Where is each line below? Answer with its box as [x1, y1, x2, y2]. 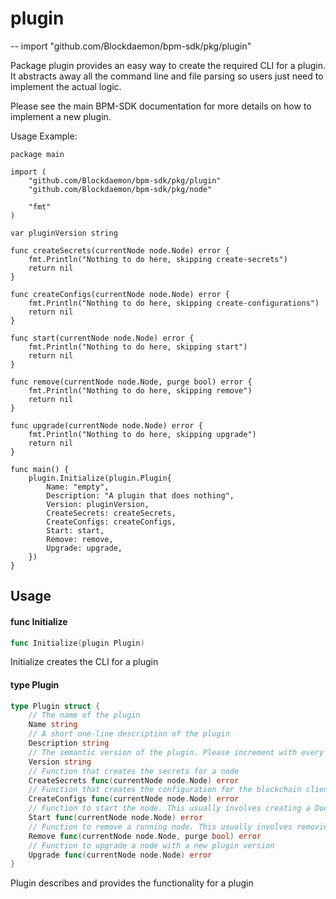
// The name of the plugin [28, 710, 141, 721]
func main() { [10, 464, 70, 474]
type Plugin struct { [10, 701, 101, 711]
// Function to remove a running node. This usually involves [28, 822, 293, 832]
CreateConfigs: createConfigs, [46, 517, 177, 527]
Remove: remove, [46, 534, 114, 544]
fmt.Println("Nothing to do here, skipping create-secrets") [28, 254, 288, 264]
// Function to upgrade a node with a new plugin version [28, 840, 275, 851]
